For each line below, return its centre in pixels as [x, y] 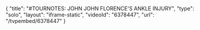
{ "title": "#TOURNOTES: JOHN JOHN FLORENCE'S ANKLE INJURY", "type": [100, 9]
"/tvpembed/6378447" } [36, 21]
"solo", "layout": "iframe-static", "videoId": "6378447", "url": [80, 15]
